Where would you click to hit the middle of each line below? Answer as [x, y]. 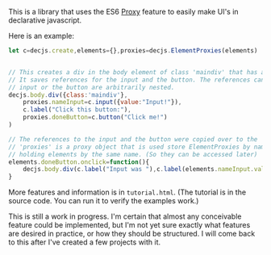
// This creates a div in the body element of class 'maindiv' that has [133, 72]
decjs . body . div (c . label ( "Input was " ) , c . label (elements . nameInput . [138, 169]
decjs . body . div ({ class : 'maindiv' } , [68, 95]
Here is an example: [42, 36]
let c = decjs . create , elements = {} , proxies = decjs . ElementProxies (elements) [133, 51]
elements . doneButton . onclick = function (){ [79, 162]
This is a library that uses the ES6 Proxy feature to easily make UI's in [124, 12]
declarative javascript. [45, 20]
